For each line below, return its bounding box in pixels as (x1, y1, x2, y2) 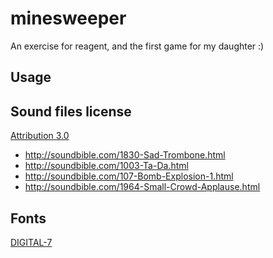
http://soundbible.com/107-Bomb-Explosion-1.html (24, 170, 234, 182)
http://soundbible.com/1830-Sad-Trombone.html (24, 149, 226, 161)
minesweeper (10, 7, 127, 30)
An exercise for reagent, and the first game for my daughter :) (10, 40, 265, 52)
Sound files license (10, 103, 132, 120)
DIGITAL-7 (10, 236, 53, 248)
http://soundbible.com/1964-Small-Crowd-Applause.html (24, 181, 261, 193)
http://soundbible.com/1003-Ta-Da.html (24, 160, 189, 172)
